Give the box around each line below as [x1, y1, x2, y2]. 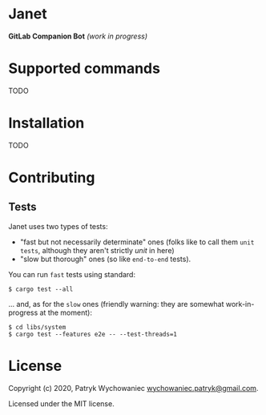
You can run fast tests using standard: [8, 269, 136, 279]
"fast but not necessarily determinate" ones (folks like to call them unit [19, 237, 255, 247]
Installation [8, 114, 85, 132]
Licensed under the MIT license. [8, 398, 115, 409]
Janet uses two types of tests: [8, 221, 108, 231]
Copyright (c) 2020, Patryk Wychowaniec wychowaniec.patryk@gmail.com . [8, 383, 259, 393]
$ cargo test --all [8, 285, 74, 293]
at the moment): [39, 308, 92, 317]
